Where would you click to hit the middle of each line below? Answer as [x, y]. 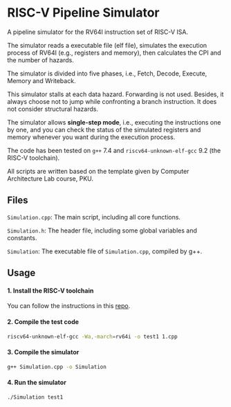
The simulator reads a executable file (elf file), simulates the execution [107, 45]
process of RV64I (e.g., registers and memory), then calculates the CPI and [114, 53]
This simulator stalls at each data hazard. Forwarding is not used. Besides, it [115, 94]
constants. [22, 237]
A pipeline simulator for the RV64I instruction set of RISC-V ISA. [98, 32]
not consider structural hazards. [53, 109]
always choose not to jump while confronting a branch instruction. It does [112, 101]
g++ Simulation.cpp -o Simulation [57, 367]
